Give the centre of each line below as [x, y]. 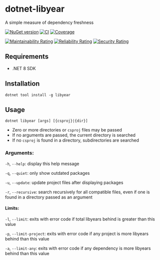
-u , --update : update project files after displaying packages [64, 182]
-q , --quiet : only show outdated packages [47, 173]
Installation [22, 84]
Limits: [12, 208]
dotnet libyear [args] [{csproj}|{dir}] [47, 121]
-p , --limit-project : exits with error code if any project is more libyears [77, 233]
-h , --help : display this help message [42, 164]
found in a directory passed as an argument [49, 197]
